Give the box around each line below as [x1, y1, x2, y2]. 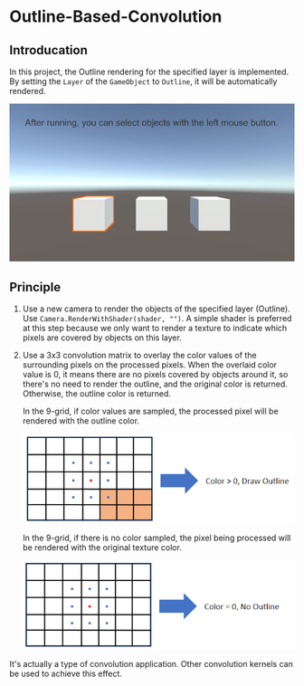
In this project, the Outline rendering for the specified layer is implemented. [9, 66, 290, 77]
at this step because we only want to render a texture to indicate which [22, 323, 288, 334]
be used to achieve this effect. [9, 668, 122, 680]
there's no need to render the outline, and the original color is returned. [22, 378, 288, 390]
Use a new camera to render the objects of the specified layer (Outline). [22, 303, 291, 314]
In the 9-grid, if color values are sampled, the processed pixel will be [22, 405, 279, 417]
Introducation [9, 43, 88, 58]
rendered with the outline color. [22, 415, 140, 426]
